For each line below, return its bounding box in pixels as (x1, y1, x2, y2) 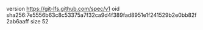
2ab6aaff (6, 18, 29, 25)
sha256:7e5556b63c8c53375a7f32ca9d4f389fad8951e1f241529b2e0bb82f (6, 11, 197, 19)
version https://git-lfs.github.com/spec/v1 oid (6, 5, 120, 12)
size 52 (30, 18, 49, 25)
